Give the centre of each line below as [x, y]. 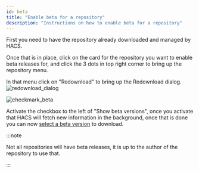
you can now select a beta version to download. [65, 124]
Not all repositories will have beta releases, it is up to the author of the [92, 147]
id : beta [17, 12]
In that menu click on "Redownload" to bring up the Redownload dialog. [94, 82]
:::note [14, 135]
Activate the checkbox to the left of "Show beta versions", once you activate [100, 112]
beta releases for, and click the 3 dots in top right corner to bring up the [94, 64]
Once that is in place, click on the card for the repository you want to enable [99, 58]
